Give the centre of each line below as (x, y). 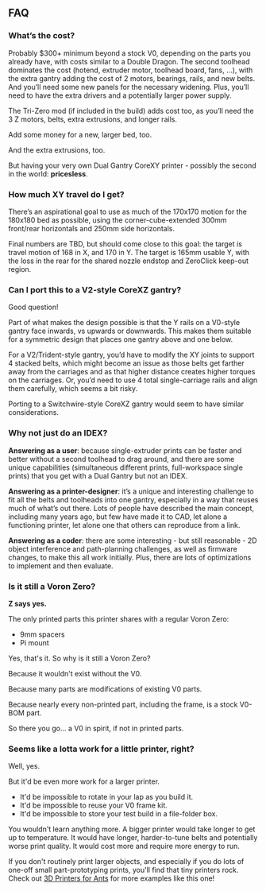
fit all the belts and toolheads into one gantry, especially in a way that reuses (133, 499)
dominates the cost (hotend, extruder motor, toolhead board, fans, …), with (131, 70)
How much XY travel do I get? (66, 194)
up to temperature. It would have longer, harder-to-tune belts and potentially (133, 838)
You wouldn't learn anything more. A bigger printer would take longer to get (132, 829)
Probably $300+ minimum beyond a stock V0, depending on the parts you (130, 53)
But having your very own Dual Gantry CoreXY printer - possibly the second (132, 165)
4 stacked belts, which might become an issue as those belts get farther (126, 363)
